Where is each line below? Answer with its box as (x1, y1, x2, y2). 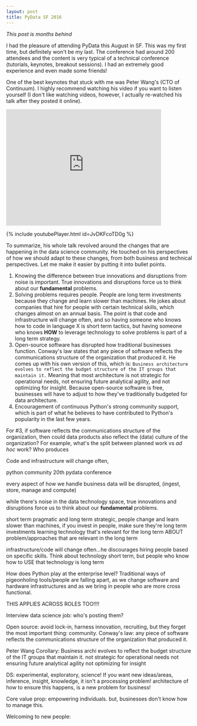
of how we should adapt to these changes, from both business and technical (6, 254, 192, 261)
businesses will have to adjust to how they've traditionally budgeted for (14, 390, 188, 397)
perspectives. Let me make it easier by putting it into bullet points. (6, 261, 166, 268)
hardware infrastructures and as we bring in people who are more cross (6, 582, 181, 589)
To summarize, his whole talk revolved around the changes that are (6, 242, 169, 249)
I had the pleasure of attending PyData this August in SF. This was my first (6, 42, 187, 49)
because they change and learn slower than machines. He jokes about (14, 297, 186, 304)
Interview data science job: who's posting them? (6, 611, 124, 618)
